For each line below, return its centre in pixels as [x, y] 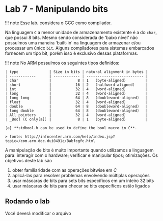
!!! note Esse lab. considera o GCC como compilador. [58, 23]
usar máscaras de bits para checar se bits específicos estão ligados [81, 185]
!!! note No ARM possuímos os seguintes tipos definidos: [62, 63]
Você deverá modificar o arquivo [38, 213]
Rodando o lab [27, 202]
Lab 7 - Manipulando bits [57, 9]
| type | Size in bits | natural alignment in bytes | [77, 72]
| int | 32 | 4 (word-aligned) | [77, 89]
